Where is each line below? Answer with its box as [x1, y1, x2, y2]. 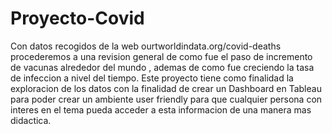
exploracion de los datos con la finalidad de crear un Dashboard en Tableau [10, 82, 322, 94]
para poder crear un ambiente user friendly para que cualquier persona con [10, 93, 323, 105]
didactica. [10, 114, 52, 126]
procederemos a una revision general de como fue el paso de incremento [10, 50, 313, 62]
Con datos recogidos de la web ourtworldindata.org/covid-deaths [10, 40, 282, 52]
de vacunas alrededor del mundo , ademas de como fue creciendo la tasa [10, 61, 315, 73]
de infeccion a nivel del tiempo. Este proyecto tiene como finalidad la [10, 72, 294, 84]
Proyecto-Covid [10, 7, 145, 30]
